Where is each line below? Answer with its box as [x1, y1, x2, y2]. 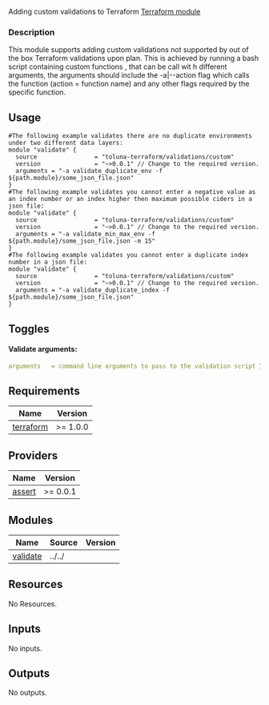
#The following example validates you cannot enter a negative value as [8, 188, 256, 196]
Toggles [8, 322, 50, 336]
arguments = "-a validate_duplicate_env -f [15, 167, 163, 175]
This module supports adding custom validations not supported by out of [8, 45, 250, 54]
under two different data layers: [8, 139, 124, 147]
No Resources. [8, 598, 58, 608]
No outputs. [8, 688, 47, 698]
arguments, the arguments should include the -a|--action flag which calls [8, 70, 250, 80]
